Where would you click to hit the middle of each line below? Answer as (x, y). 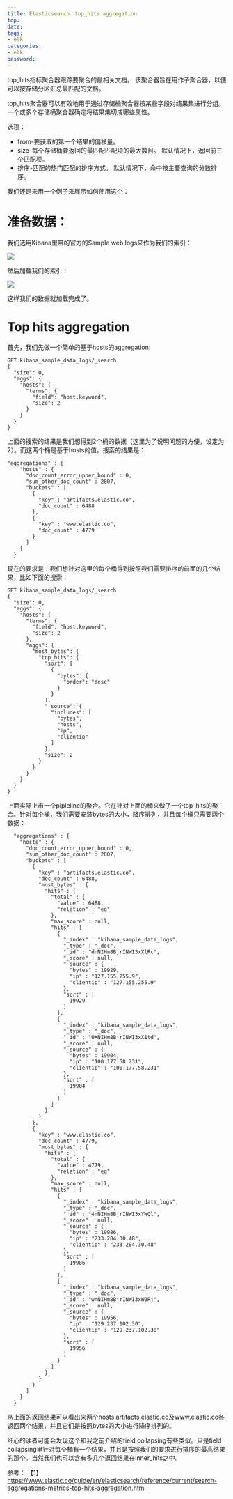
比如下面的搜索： (43, 577)
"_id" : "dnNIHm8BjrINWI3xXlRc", (111, 952)
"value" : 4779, (80, 1165)
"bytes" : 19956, (94, 1318)
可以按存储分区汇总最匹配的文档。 (56, 89)
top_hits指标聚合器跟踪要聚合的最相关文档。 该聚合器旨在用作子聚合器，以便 (117, 79)
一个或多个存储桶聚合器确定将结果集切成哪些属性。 (80, 112)
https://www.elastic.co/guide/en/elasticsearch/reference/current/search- (112, 1480)
